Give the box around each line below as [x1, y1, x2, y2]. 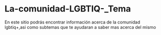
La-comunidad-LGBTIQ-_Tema [4, 3, 131, 14]
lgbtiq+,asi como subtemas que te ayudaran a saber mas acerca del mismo [4, 24, 156, 30]
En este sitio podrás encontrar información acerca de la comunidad [4, 19, 140, 25]
